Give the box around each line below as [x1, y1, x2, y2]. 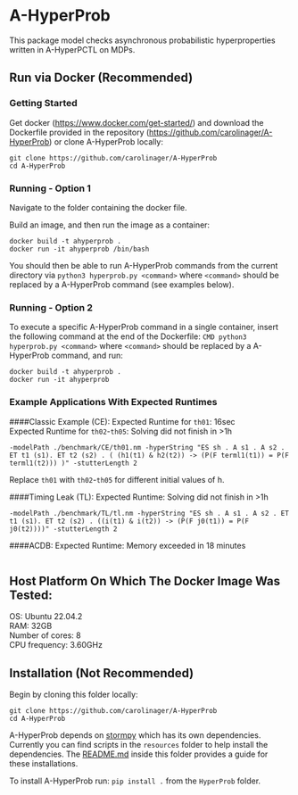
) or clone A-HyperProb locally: [48, 136, 163, 147]
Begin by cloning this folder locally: [9, 689, 138, 700]
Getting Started [9, 97, 78, 110]
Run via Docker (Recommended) [9, 70, 194, 86]
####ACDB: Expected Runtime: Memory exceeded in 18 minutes [9, 540, 246, 551]
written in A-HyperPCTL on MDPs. [9, 44, 136, 54]
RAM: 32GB [9, 621, 53, 632]
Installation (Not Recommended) [9, 666, 195, 681]
